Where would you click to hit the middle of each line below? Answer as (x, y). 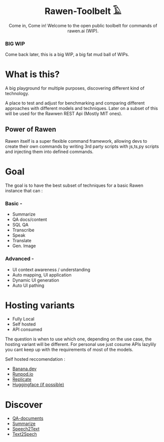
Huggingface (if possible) (38, 385)
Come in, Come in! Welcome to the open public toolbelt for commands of (83, 25)
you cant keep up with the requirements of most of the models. (69, 350)
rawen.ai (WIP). (83, 31)
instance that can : (24, 190)
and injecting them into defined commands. (49, 152)
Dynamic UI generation (36, 280)
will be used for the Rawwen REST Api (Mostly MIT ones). (64, 113)
